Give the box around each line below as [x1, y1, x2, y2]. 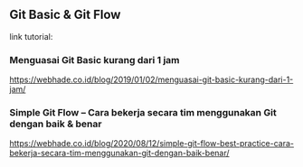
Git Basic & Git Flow [9, 7, 121, 23]
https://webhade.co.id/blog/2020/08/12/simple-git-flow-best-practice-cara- [9, 138, 295, 149]
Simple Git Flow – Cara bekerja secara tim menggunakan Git [9, 107, 278, 119]
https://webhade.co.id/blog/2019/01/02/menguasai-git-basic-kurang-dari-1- [9, 74, 294, 85]
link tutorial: [9, 31, 53, 42]
